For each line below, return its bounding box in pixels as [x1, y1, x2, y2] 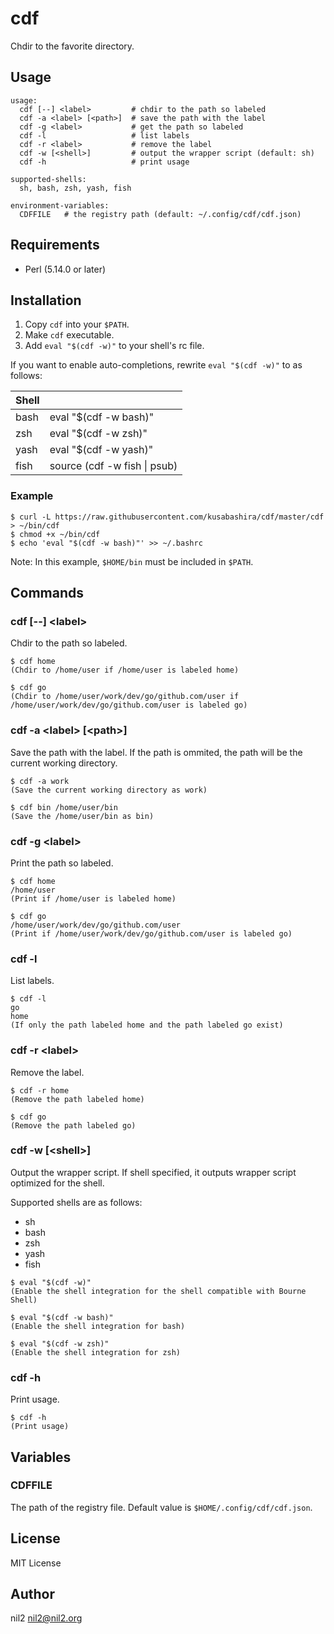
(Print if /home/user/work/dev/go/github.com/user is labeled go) [10, 928, 293, 939]
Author [10, 1586, 55, 1603]
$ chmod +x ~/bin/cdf [10, 529, 101, 539]
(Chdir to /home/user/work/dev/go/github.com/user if [10, 692, 240, 702]
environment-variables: [10, 200, 110, 211]
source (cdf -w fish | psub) [49, 459, 178, 473]
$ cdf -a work [10, 776, 70, 786]
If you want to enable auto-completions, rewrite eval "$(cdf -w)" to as [10, 359, 303, 371]
